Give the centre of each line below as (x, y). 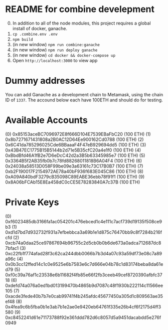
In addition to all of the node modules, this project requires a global (82, 23)
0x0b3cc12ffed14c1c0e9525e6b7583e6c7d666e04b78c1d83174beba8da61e (84, 264)
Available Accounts (46, 120)
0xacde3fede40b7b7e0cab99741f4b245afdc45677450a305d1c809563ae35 (84, 296)
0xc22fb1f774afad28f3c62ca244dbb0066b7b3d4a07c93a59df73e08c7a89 (83, 253)
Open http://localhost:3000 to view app (55, 60)
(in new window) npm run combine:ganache (56, 44)
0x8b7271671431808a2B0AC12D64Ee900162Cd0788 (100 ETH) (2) (74, 139)
